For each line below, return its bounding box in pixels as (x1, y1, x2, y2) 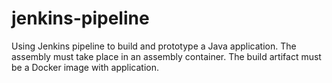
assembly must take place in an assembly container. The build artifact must (11, 50, 322, 62)
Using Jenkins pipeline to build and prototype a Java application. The (11, 40, 297, 52)
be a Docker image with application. (11, 61, 160, 73)
